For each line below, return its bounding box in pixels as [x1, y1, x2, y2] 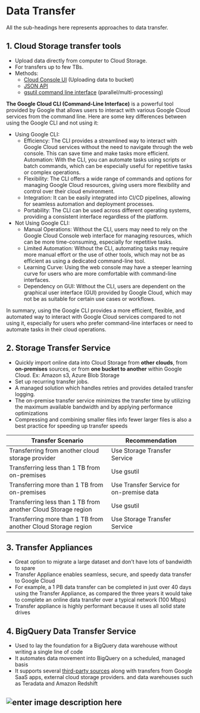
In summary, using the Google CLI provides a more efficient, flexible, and [6, 307, 185, 314]
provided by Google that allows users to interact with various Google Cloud [6, 106, 190, 114]
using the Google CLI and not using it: [6, 119, 99, 126]
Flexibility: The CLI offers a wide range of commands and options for [23, 175, 192, 182]
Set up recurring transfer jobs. [14, 378, 89, 385]
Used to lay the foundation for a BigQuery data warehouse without [14, 642, 178, 649]
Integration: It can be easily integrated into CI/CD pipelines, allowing [23, 194, 190, 201]
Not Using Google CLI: [14, 219, 70, 226]
